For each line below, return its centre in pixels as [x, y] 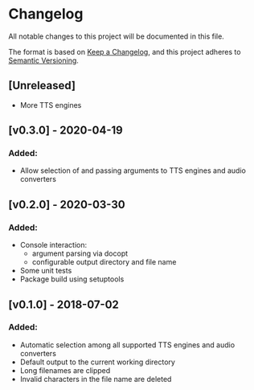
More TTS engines [51, 105]
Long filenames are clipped [65, 370]
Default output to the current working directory [97, 362]
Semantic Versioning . [43, 60]
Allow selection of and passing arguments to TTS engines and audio [133, 170]
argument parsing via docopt [80, 253]
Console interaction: [53, 245]
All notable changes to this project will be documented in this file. [117, 36]
